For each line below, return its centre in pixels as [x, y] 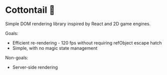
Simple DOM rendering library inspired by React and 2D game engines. [78, 24]
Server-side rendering [35, 67]
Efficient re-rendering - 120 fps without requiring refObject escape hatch [87, 43]
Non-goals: [17, 57]
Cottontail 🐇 [30, 10]
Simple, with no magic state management [55, 48]
